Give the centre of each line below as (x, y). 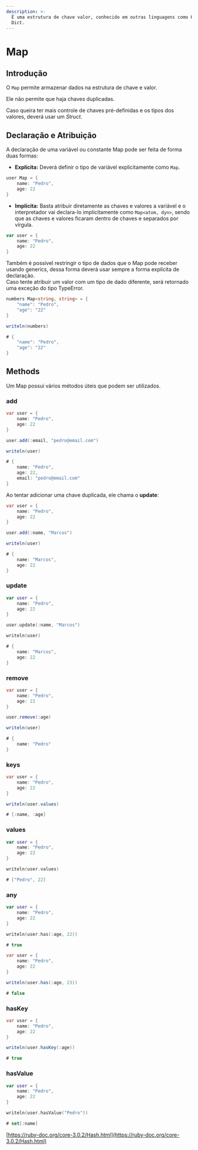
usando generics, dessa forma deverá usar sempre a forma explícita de (93, 270)
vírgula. (24, 224)
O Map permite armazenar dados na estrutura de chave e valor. (82, 88)
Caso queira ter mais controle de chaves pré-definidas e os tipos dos (90, 110)
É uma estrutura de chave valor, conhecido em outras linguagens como (100, 17)
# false (16, 993)
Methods (23, 371)
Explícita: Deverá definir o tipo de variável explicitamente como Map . (97, 167)
